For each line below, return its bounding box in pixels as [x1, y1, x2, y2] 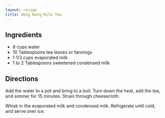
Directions [5, 74, 39, 83]
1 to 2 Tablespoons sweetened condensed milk [12, 60, 110, 66]
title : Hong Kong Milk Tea [5, 12, 62, 17]
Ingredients [5, 31, 42, 39]
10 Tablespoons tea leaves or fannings [12, 49, 93, 55]
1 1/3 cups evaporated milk [12, 55, 68, 61]
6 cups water [12, 44, 40, 50]
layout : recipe [5, 7, 37, 13]
